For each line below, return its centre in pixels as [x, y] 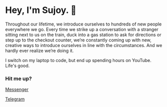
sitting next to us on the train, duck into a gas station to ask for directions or [83, 34]
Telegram [15, 99]
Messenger [17, 89]
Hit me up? [19, 78]
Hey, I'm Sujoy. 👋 [41, 10]
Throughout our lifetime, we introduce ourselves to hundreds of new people [83, 24]
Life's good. [18, 65]
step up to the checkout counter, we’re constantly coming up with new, [78, 40]
